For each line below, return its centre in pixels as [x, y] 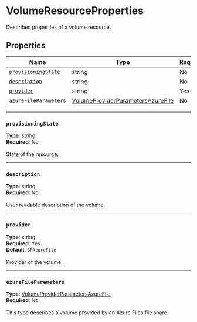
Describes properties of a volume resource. [59, 27]
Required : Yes [23, 243]
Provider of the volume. [34, 262]
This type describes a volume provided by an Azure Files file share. [87, 313]
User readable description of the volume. [56, 205]
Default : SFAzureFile [31, 249]
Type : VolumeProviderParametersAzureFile [58, 294]
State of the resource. [33, 154]
